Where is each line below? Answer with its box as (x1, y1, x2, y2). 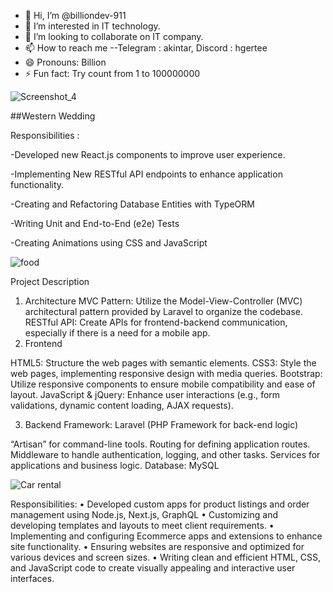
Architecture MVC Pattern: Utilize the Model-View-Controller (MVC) (24, 295, 303, 307)
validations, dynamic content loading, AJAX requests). (10, 400, 234, 411)
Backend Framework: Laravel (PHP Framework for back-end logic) (24, 419, 299, 430)
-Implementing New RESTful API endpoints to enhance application (10, 168, 283, 180)
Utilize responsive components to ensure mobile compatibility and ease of (10, 378, 316, 390)
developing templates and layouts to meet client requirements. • (10, 520, 275, 531)
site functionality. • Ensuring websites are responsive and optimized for (10, 541, 305, 552)
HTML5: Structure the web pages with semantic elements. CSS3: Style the (10, 357, 317, 369)
